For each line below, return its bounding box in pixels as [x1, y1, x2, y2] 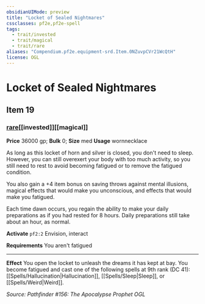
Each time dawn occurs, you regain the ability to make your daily [6, 205, 169, 212]
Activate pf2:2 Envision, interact [6, 230, 88, 237]
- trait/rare [12, 43, 45, 49]
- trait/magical [12, 37, 53, 43]
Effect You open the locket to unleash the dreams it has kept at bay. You [6, 259, 188, 266]
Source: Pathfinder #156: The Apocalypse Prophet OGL [6, 291, 146, 298]
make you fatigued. [6, 193, 55, 200]
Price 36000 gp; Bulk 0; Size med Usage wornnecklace [6, 137, 148, 144]
